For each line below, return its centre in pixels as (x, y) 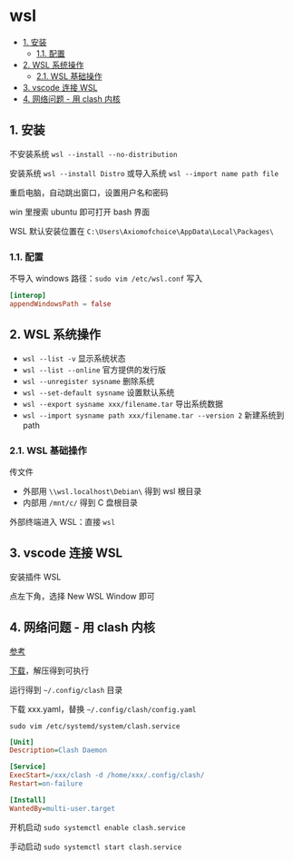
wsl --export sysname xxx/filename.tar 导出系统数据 (123, 403)
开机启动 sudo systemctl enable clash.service (98, 826)
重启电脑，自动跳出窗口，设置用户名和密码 (89, 193)
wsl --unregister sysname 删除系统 (88, 381)
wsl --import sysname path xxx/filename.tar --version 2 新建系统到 (153, 415)
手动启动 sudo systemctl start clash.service (96, 846)
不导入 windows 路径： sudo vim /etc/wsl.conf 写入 (106, 279)
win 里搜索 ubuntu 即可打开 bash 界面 (80, 212)
